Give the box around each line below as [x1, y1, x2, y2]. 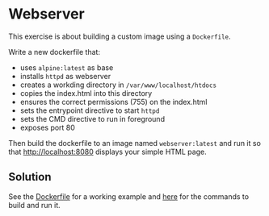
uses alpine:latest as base [19, 62, 114, 73]
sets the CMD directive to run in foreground [19, 114, 166, 123]
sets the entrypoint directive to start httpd [19, 106, 160, 115]
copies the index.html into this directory [19, 88, 153, 98]
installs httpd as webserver [19, 71, 111, 81]
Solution [8, 170, 52, 184]
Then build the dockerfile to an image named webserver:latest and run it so [8, 138, 261, 147]
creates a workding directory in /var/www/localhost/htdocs [19, 80, 216, 89]
